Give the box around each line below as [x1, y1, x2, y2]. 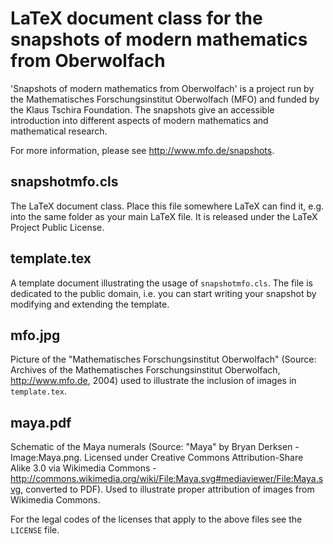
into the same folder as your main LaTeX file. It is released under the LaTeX [10, 210, 318, 222]
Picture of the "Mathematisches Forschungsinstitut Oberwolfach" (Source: [10, 353, 317, 366]
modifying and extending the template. [10, 298, 170, 310]
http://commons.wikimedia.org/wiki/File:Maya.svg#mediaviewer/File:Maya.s [10, 473, 324, 485]
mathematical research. [10, 125, 108, 137]
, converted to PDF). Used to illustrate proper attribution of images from [20, 483, 315, 496]
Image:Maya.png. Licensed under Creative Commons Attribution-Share [10, 452, 304, 464]
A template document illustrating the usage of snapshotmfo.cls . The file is [10, 277, 313, 289]
